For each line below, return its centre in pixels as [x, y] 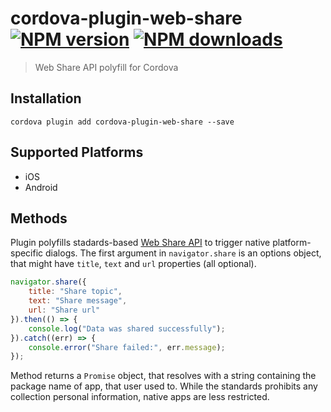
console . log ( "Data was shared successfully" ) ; [127, 328]
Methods [39, 218]
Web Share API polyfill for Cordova [106, 67]
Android [41, 187]
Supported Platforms [77, 152]
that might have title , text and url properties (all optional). [133, 264]
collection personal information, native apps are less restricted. [140, 397]
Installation [46, 98]
